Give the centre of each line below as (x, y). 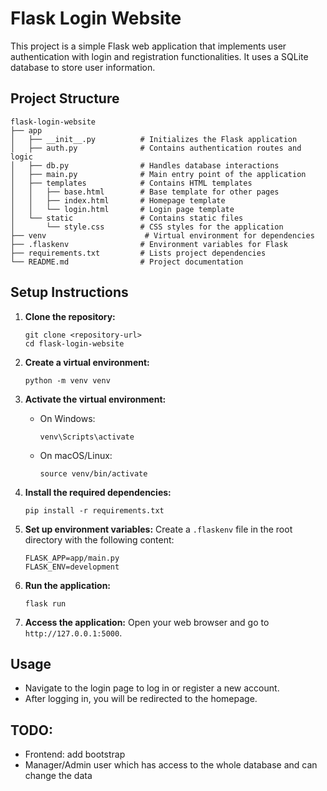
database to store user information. (83, 67)
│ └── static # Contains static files (127, 218)
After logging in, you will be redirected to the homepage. (141, 699)
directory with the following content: (99, 539)
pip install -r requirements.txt (94, 510)
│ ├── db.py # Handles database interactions (145, 165)
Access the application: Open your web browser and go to (147, 622)
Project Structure (65, 98)
